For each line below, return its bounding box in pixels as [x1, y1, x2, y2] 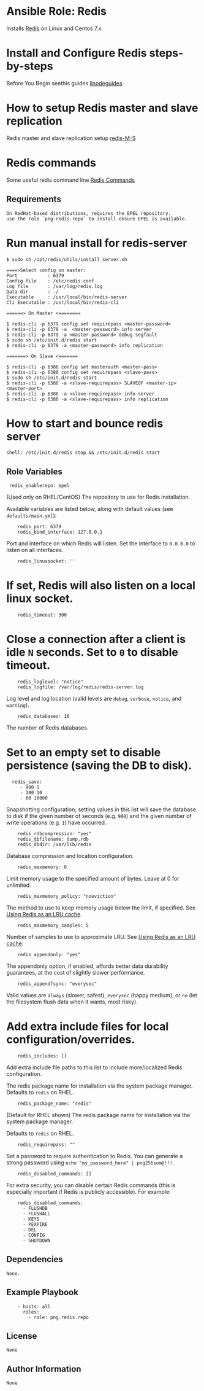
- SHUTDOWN [22, 1237, 51, 1244]
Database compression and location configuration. [6, 852, 134, 860]
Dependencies [6, 1254, 63, 1264]
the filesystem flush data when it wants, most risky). [6, 998, 138, 1005]
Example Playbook [6, 1287, 78, 1298]
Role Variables [6, 466, 62, 477]
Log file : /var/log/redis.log [6, 283, 103, 289]
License [6, 1331, 37, 1341]
